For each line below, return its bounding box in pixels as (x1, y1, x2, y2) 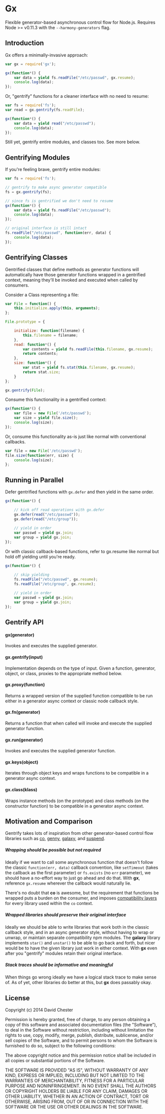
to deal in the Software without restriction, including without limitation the (5, 1027, 154, 1033)
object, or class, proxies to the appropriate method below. (5, 670, 122, 676)
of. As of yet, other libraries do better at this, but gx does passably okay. (5, 980, 152, 985)
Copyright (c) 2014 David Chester (5, 1007, 73, 1013)
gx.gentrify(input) (5, 654, 43, 660)
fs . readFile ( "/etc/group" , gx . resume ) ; (14, 581, 96, 586)
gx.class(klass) (5, 787, 38, 793)
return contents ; (23, 351, 58, 356)
